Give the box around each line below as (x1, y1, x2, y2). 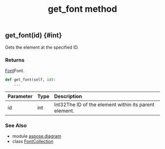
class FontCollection (12, 138, 54, 144)
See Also (5, 122, 27, 129)
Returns (5, 57, 25, 63)
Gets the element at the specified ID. (5, 44, 79, 50)
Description (54, 92, 82, 99)
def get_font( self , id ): (5, 77, 56, 82)
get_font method (48, 3, 117, 15)
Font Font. (5, 67, 25, 73)
